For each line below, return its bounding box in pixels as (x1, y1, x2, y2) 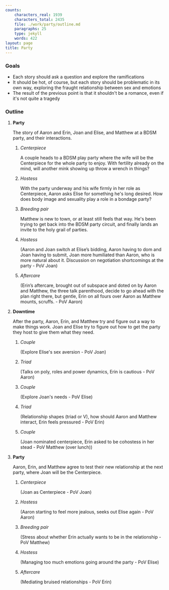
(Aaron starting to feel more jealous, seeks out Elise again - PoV (20, 509, 154, 515)
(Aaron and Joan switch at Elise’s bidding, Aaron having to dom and (20, 247, 161, 253)
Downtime (12, 309, 35, 315)
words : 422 (14, 36, 38, 41)
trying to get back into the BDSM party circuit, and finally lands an (20, 221, 158, 227)
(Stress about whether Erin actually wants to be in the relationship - (20, 534, 161, 540)
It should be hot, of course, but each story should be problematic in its (12, 79, 160, 85)
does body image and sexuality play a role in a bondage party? (20, 196, 152, 202)
